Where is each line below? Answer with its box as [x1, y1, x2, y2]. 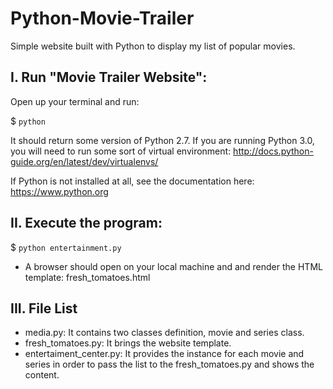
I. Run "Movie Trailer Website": [10, 69, 208, 86]
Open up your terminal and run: [10, 95, 140, 107]
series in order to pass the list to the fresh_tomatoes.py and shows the [24, 358, 315, 371]
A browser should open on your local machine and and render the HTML [24, 260, 323, 272]
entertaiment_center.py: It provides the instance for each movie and [24, 348, 305, 360]
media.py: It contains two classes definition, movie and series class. [24, 327, 305, 339]
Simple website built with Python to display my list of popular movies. [10, 40, 296, 52]
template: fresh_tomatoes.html [24, 271, 151, 283]
